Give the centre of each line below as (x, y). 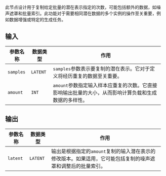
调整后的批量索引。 (83, 166)
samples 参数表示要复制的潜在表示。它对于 (101, 69)
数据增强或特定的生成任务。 (37, 19)
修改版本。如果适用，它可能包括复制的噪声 (101, 158)
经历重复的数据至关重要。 (92, 76)
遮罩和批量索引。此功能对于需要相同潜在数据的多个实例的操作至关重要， (83, 13)
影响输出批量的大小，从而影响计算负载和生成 (105, 93)
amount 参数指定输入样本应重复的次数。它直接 (105, 85)
